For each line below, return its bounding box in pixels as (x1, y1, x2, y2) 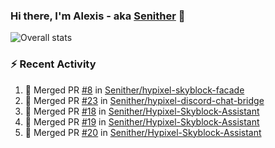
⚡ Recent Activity (10, 57, 97, 71)
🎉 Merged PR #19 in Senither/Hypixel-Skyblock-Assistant (24, 115, 260, 128)
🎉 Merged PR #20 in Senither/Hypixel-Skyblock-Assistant (24, 126, 262, 138)
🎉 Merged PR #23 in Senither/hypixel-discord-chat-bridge (24, 94, 265, 106)
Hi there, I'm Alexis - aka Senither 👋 (10, 9, 186, 23)
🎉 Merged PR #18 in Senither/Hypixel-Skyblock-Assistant (24, 105, 260, 117)
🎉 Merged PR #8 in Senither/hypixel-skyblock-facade (24, 84, 245, 96)
